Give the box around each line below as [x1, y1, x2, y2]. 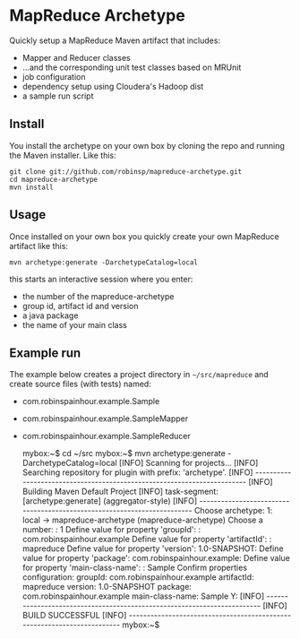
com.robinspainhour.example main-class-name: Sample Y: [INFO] [21, 591, 265, 601]
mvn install [9, 183, 54, 192]
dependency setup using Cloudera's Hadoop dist [21, 81, 204, 91]
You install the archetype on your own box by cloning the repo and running [9, 140, 285, 151]
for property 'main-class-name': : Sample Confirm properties [21, 562, 248, 574]
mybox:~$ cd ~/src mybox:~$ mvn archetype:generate [21, 448, 226, 459]
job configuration [21, 71, 86, 82]
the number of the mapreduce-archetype [21, 290, 175, 301]
